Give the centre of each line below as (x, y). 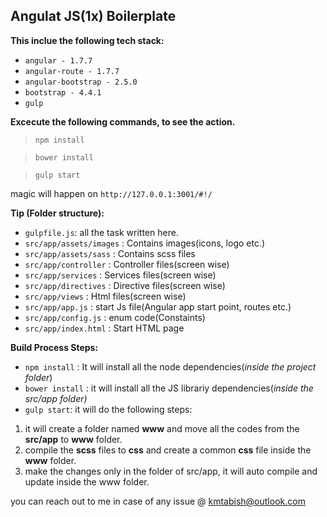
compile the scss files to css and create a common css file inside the (168, 450)
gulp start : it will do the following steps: (108, 409)
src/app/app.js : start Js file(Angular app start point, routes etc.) (158, 306)
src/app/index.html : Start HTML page (104, 328)
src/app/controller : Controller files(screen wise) (127, 264)
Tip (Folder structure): (57, 213)
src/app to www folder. (73, 439)
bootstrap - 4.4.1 (63, 92)
